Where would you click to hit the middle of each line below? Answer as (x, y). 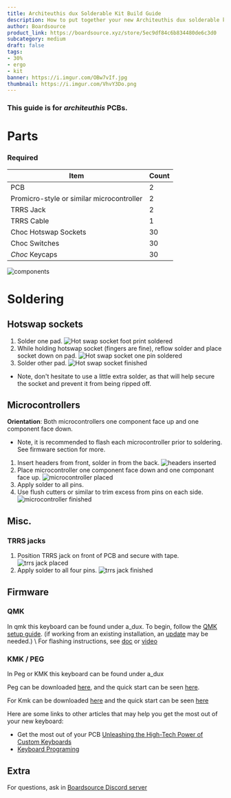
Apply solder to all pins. (50, 485)
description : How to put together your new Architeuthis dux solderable (113, 20)
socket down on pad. (47, 356)
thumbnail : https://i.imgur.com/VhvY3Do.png (72, 84)
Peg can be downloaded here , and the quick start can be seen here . (103, 687)
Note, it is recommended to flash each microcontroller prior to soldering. (120, 442)
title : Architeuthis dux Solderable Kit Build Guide (84, 13)
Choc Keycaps (34, 254)
